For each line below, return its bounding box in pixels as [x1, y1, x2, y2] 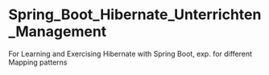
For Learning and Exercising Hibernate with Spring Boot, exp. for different [8, 49, 252, 58]
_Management [8, 22, 107, 41]
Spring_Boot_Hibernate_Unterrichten [8, 6, 262, 24]
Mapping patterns [8, 57, 68, 67]
